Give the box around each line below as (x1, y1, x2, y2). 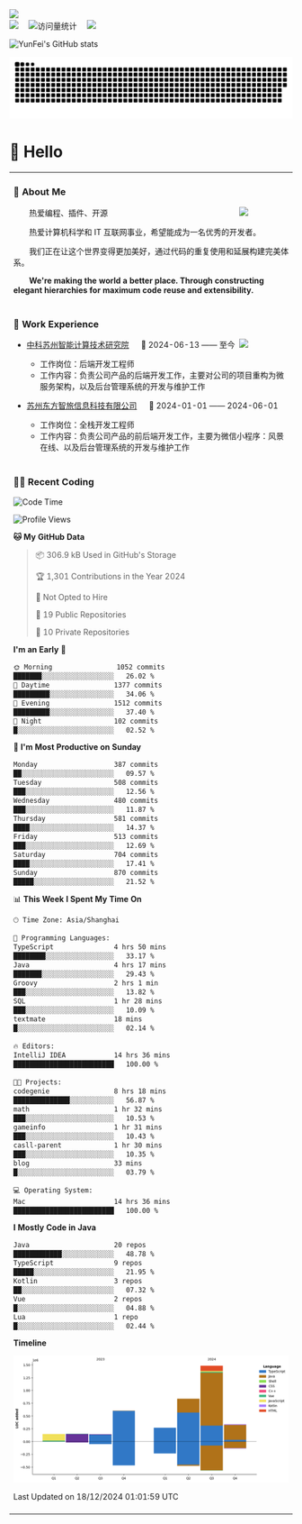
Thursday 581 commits (13, 814, 159, 823)
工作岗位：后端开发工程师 (40, 359, 135, 370)
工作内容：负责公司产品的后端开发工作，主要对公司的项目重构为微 (40, 370, 285, 381)
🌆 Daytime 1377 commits (13, 680, 163, 689)
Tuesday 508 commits (13, 778, 159, 787)
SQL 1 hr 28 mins (13, 996, 163, 1006)
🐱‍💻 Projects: (13, 1077, 62, 1087)
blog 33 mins (13, 1158, 143, 1168)
